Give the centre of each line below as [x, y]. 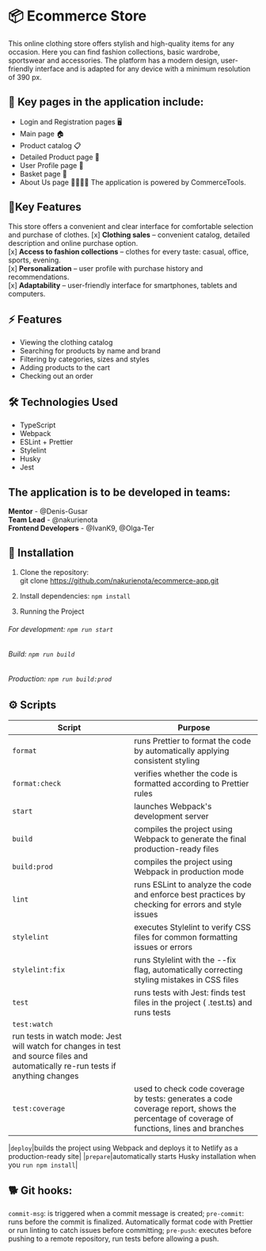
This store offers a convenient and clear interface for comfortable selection [131, 226]
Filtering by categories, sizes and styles [84, 359]
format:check [37, 783]
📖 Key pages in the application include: [106, 102]
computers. [27, 293]
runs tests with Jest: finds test [190, 993]
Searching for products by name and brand [90, 351]
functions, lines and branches [189, 1128]
